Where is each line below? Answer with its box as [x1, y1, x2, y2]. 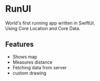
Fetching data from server [12, 64, 67, 70]
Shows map [12, 53, 37, 60]
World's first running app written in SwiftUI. [5, 20, 95, 26]
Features [5, 40, 34, 49]
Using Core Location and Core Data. [5, 25, 81, 31]
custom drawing [12, 70, 46, 76]
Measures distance [12, 59, 53, 65]
